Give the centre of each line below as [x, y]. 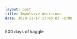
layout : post [18, 9]
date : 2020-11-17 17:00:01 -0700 [39, 18]
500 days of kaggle [24, 32]
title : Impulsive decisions [33, 14]
